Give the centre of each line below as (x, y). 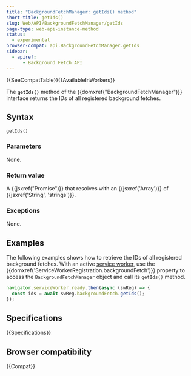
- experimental (31, 40)
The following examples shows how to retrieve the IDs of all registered (94, 258)
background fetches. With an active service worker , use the (81, 264)
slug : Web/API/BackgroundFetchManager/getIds (65, 23)
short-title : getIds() (35, 18)
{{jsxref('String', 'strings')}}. (41, 195)
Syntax (20, 117)
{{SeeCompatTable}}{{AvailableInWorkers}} (61, 80)
